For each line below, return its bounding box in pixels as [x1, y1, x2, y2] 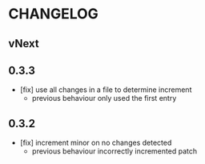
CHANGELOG [8, 5, 98, 23]
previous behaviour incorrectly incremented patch [31, 146, 198, 156]
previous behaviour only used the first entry [31, 94, 177, 103]
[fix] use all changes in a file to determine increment [19, 85, 192, 94]
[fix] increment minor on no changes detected [19, 138, 172, 148]
